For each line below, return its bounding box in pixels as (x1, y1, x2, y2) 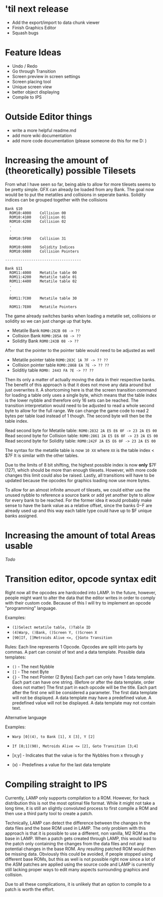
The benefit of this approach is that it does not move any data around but (5, 382, 151, 388)
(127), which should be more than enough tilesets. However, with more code (5, 467, 157, 473)
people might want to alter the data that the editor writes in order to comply (5, 595, 156, 601)
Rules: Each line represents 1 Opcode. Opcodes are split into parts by (5, 643, 143, 649)
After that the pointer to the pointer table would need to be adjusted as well (5, 347, 155, 353)
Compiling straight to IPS (5, 779, 108, 790)
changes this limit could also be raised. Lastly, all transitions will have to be (5, 472, 155, 478)
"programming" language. (5, 605, 57, 611)
